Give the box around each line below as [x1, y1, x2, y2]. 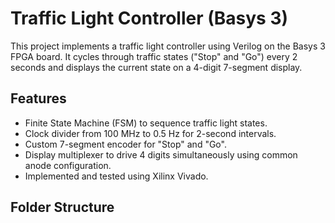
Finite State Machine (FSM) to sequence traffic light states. [24, 117, 268, 129]
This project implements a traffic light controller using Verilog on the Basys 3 [10, 40, 326, 52]
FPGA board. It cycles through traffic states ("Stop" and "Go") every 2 [10, 50, 298, 62]
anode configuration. [24, 159, 112, 171]
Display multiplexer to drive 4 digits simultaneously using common [24, 148, 298, 161]
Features [10, 90, 67, 107]
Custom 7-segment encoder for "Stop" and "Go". [24, 138, 227, 150]
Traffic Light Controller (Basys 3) [10, 7, 289, 30]
